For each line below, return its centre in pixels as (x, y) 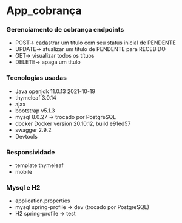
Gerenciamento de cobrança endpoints (65, 30)
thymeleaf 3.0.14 (35, 97)
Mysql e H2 (23, 187)
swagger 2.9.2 (33, 130)
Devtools (26, 136)
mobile (23, 172)
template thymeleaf (39, 165)
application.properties (43, 201)
